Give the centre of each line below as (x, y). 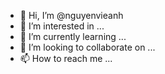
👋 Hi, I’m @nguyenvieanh (71, 15)
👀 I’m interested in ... (62, 26)
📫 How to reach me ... (66, 58)
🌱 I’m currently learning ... (73, 36)
